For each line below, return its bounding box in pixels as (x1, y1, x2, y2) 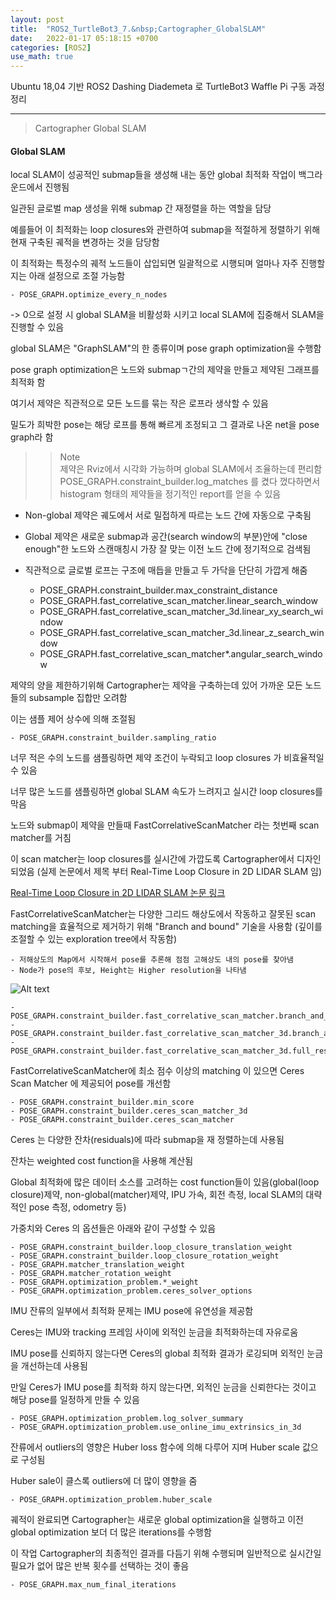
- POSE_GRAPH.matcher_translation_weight (10, 1260, 186, 1270)
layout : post (10, 14, 65, 25)
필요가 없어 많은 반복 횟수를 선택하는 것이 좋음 (10, 1560, 190, 1572)
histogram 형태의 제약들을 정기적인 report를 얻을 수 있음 (59, 488, 282, 500)
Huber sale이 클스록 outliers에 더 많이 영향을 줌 (10, 1475, 198, 1487)
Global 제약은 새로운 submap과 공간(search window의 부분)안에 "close (24, 531, 308, 543)
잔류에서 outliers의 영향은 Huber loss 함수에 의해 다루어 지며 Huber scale (10, 1441, 300, 1453)
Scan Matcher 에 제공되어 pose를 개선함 (10, 1077, 172, 1090)
